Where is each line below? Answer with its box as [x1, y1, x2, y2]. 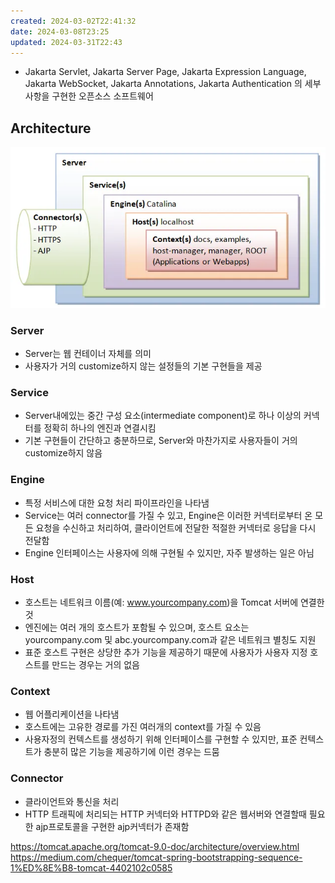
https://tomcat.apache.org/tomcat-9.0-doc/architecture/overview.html [10, 840, 300, 852]
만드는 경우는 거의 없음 [51, 658, 140, 670]
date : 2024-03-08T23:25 [10, 26, 110, 37]
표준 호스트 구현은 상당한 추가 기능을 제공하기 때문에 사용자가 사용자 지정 [24, 646, 308, 658]
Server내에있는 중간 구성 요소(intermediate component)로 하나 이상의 [24, 410, 302, 422]
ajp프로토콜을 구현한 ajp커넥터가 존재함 [35, 820, 190, 832]
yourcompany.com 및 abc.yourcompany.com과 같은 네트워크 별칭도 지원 [24, 633, 317, 645]
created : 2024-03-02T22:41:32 [10, 16, 137, 26]
